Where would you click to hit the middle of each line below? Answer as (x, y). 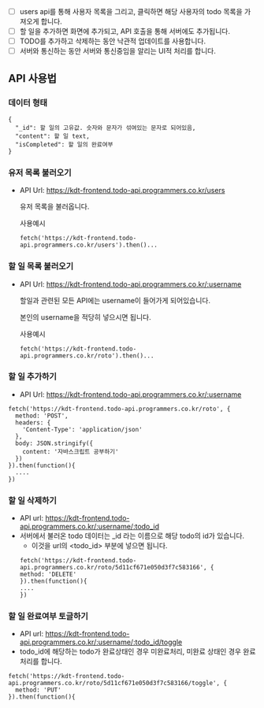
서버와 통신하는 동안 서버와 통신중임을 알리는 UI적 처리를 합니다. (118, 51)
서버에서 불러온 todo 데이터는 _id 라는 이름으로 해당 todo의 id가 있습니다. (132, 536)
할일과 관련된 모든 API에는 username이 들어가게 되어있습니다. (115, 300)
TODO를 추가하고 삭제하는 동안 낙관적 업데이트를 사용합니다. (113, 41)
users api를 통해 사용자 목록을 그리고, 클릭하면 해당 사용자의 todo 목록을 (131, 11)
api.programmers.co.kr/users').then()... (88, 245)
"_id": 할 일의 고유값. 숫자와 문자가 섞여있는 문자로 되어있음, (106, 128)
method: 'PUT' (38, 690)
